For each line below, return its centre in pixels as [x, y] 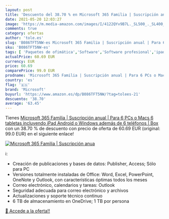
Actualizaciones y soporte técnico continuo [57, 196]
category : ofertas [24, 33]
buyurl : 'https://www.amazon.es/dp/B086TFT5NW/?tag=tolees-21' [73, 94]
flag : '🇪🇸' [18, 85]
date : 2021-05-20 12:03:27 [33, 19]
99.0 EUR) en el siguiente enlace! [40, 134]
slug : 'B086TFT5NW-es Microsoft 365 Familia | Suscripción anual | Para [83, 43]
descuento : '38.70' [26, 99]
